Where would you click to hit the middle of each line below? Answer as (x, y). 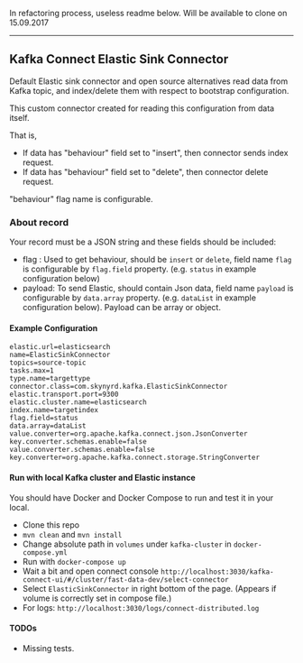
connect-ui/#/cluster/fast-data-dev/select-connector (125, 580)
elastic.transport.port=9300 (64, 395)
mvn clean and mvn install (72, 534)
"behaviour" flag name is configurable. (81, 198)
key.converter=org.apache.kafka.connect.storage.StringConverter (134, 458)
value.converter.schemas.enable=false (82, 450)
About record (39, 222)
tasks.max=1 (32, 371)
